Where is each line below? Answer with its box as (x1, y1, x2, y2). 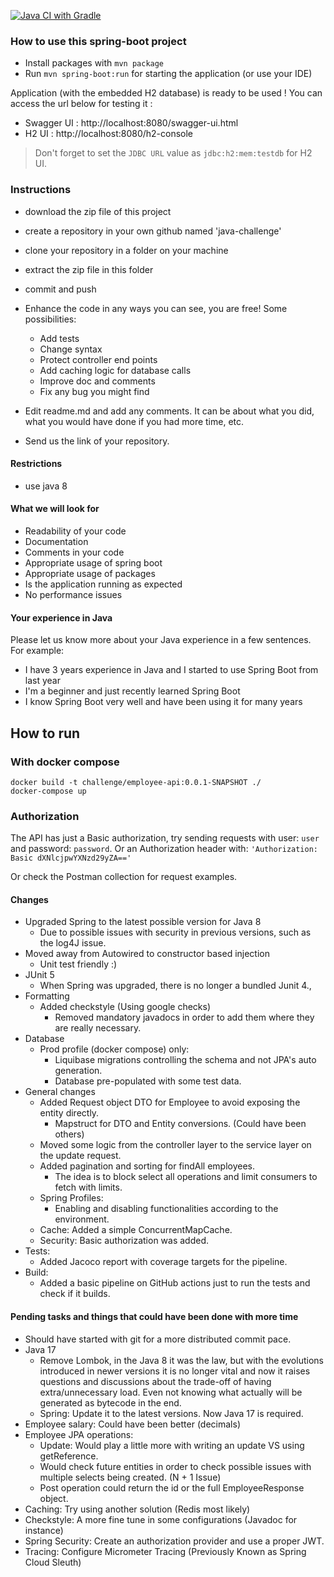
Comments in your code (24, 546, 125, 558)
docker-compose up (10, 786, 87, 796)
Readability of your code (24, 525, 127, 537)
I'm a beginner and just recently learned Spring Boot (24, 685, 241, 697)
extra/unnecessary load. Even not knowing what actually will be (39, 1386, 303, 1398)
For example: (10, 645, 65, 657)
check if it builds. (39, 1288, 111, 1300)
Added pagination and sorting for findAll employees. (39, 1160, 256, 1172)
